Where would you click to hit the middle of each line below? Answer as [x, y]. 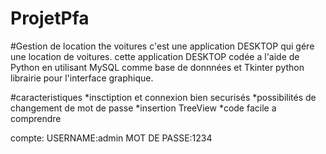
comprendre [36, 118]
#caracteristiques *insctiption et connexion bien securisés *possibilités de [163, 97]
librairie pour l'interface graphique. [82, 78]
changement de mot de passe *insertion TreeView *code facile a [143, 108]
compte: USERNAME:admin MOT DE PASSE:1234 [111, 138]
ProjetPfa [50, 18]
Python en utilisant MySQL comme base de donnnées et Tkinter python [157, 67]
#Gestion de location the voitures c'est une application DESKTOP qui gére [162, 46]
